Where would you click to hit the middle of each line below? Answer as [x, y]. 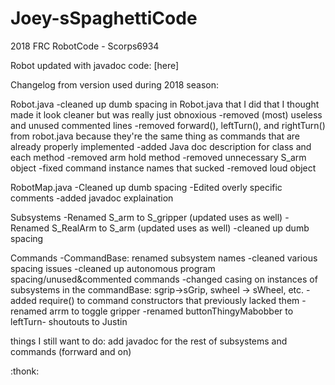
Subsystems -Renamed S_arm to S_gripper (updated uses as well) [146, 217]
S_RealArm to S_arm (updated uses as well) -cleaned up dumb [180, 228]
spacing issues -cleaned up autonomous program [113, 268]
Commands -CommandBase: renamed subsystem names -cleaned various [164, 258]
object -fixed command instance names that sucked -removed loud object [163, 168]
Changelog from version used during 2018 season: [115, 84]
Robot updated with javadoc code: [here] [95, 65]
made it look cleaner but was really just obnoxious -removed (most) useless [166, 114]
